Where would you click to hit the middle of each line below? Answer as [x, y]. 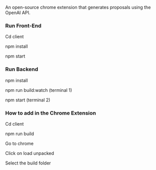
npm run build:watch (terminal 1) [39, 90]
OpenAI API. [18, 13]
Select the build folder [28, 163]
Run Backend [22, 69]
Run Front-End [23, 26]
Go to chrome [19, 143]
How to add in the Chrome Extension [51, 113]
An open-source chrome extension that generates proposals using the [78, 7]
